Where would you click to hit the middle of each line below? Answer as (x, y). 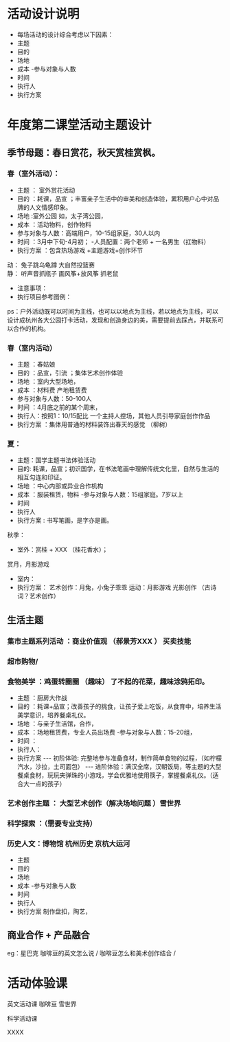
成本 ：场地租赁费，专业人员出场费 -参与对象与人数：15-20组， (106, 732)
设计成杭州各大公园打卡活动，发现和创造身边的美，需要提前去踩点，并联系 (112, 320)
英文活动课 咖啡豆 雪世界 (42, 1003)
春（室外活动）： (34, 174)
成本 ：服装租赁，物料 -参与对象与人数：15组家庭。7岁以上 (100, 495)
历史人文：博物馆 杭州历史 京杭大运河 (69, 843)
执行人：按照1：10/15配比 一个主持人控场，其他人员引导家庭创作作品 (114, 416)
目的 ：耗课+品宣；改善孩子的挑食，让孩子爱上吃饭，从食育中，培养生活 (119, 706)
